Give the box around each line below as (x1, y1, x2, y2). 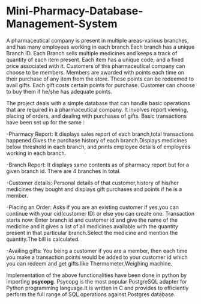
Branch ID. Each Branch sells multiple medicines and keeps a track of (6, 49, 178, 56)
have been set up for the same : (6, 118, 85, 126)
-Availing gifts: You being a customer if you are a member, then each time (6, 247, 188, 254)
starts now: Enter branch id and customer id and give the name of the (6, 216, 178, 223)
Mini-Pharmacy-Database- (6, 4, 143, 18)
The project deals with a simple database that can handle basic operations (6, 99, 190, 106)
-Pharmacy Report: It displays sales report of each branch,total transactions (6, 130, 194, 138)
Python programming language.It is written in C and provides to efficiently (6, 284, 189, 291)
